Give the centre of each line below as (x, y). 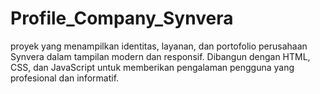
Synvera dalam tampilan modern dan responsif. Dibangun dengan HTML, (160, 56)
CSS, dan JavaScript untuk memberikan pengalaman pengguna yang (152, 67)
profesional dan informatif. (65, 78)
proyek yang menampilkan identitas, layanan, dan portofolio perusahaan (159, 46)
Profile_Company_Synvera (122, 18)
